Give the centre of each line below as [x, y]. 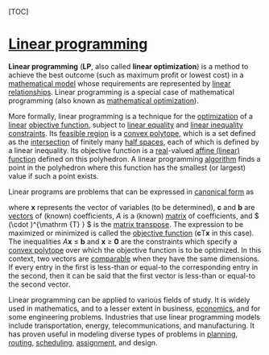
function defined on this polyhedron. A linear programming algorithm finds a [134, 159]
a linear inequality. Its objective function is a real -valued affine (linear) [124, 150]
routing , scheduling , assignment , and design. [83, 342]
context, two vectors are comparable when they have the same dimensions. [134, 258]
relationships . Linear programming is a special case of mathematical [122, 92]
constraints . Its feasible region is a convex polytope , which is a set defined [132, 133]
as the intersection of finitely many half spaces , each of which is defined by [134, 142]
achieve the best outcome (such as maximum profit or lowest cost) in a [126, 75]
